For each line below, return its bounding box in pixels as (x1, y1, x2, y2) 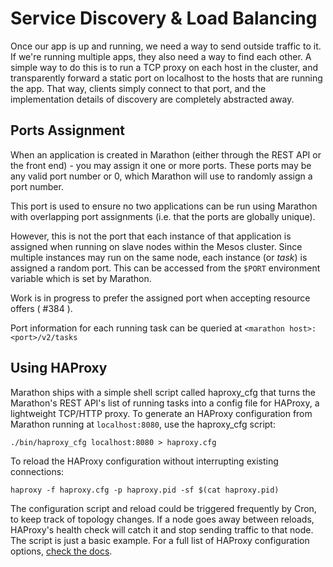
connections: (10, 465, 65, 477)
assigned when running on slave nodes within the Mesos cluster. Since (10, 240, 303, 252)
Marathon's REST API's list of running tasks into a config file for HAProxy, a (10, 397, 320, 409)
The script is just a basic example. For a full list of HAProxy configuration (10, 534, 310, 546)
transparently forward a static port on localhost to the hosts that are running (10, 72, 323, 84)
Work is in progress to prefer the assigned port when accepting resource (10, 292, 311, 304)
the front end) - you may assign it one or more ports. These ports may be (10, 159, 312, 171)
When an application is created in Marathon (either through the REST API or (10, 148, 322, 161)
